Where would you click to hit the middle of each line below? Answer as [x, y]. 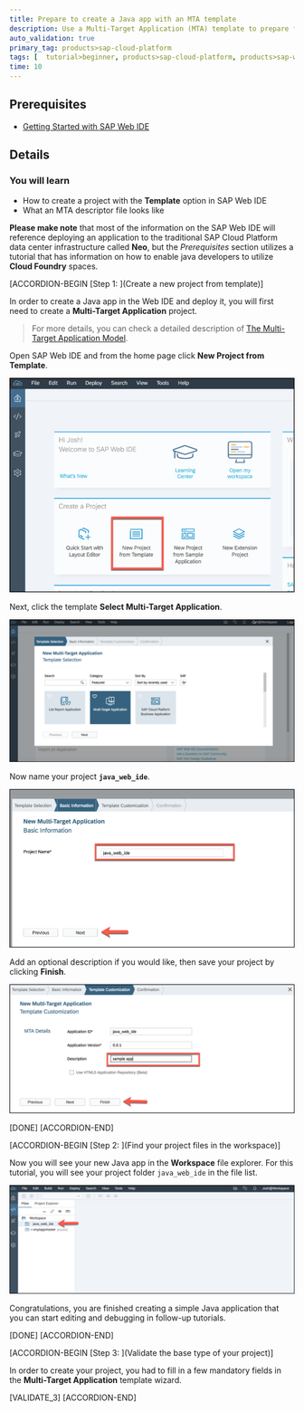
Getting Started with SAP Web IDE [86, 126]
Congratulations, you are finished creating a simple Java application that [144, 1309]
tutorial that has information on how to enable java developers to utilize [142, 256]
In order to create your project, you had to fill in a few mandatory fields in [146, 1370]
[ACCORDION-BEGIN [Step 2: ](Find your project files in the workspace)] [145, 1145]
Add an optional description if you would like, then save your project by [142, 962]
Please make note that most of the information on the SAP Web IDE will [142, 227]
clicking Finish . [38, 972]
